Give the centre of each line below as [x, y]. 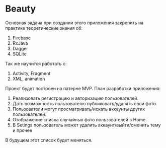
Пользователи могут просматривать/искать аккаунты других [79, 109]
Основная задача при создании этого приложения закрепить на [74, 23]
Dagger [20, 48]
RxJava [20, 43]
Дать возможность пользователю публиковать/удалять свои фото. [85, 103]
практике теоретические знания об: [44, 28]
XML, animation [29, 79]
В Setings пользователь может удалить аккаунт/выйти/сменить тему [87, 125]
